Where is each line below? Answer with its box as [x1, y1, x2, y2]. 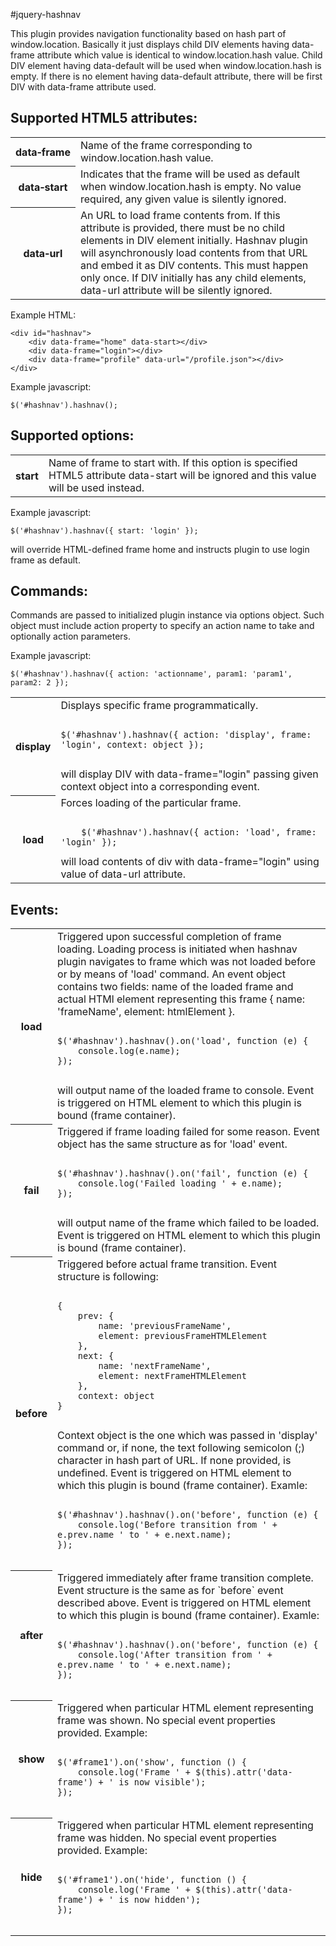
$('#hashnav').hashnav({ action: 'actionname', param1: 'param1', [10, 669, 293, 679]
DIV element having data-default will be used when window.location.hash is [10, 60, 322, 71]
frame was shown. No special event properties [57, 1714, 276, 1728]
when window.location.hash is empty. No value [79, 179, 302, 193]
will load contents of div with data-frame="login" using [60, 855, 320, 869]
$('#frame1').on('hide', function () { [57, 1874, 247, 1886]
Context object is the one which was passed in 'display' [57, 1429, 318, 1443]
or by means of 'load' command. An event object [57, 967, 286, 981]
